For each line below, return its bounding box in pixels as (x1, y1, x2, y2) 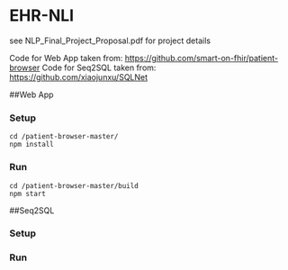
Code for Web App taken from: (9, 52, 123, 63)
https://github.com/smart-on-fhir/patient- (124, 52, 279, 63)
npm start (9, 189, 47, 198)
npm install (9, 140, 54, 149)
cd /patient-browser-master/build (9, 181, 139, 190)
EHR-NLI (9, 5, 75, 26)
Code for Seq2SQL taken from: (41, 62, 157, 73)
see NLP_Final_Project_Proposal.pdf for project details (9, 35, 211, 46)
